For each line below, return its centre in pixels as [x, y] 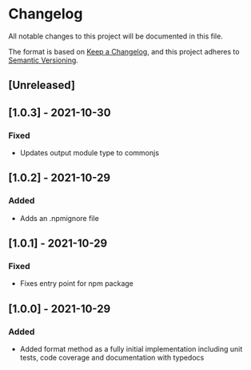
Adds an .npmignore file [60, 218]
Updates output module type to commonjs [90, 153]
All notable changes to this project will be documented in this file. [116, 36]
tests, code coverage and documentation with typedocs [112, 358]
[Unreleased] [42, 85]
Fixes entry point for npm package [77, 284]
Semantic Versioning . [43, 60]
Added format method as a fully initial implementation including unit [131, 349]
